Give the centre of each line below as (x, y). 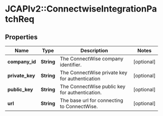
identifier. (71, 65)
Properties (21, 37)
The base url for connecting (92, 100)
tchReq (20, 19)
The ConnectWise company (92, 59)
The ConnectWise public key (93, 87)
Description (94, 51)
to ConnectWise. (79, 106)
